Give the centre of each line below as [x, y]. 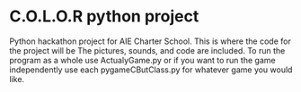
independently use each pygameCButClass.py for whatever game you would [151, 70]
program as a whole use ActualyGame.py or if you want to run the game [142, 60]
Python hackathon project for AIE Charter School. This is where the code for [150, 41]
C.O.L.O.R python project [104, 17]
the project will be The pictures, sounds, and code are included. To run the [147, 50]
